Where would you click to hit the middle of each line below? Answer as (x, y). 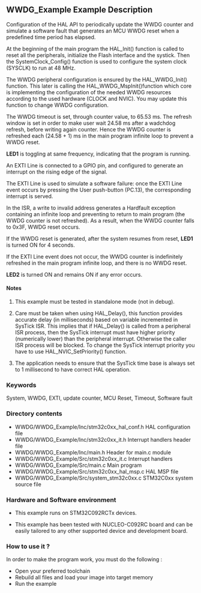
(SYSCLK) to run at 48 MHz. (41, 68)
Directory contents (34, 414)
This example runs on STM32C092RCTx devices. (76, 513)
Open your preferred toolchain (52, 571)
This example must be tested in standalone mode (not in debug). (95, 302)
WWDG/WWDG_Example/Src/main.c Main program (78, 465)
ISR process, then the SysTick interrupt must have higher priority (95, 333)
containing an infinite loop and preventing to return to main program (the (96, 214)
